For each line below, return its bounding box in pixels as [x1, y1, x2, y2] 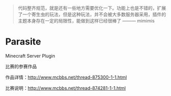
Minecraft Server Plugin [5, 53, 55, 59]
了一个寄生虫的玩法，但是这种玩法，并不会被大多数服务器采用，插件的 [17, 11, 166, 17]
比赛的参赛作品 [5, 63, 37, 69]
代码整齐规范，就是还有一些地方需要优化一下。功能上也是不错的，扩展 [17, 5, 166, 11]
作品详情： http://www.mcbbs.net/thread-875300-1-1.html [5, 74, 127, 80]
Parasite [5, 36, 41, 47]
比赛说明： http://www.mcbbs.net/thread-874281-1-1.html [5, 85, 126, 91]
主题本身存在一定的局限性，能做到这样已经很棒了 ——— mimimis [17, 18, 155, 23]
